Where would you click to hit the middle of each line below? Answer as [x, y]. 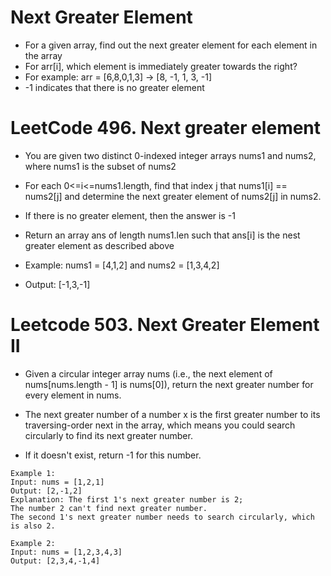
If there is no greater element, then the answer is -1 [130, 215]
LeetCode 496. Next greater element [166, 128]
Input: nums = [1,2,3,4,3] [66, 552]
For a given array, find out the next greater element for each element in [171, 45]
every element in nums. [73, 395]
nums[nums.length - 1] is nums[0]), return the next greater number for [169, 384]
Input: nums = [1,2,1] [57, 482]
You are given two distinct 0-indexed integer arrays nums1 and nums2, [170, 155]
